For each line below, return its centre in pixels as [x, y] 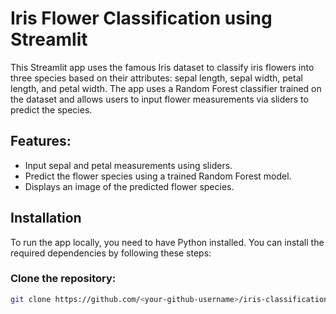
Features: [41, 141]
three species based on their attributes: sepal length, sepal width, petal [156, 78]
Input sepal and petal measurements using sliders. [128, 165]
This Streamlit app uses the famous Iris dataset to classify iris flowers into [162, 67]
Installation [46, 218]
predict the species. [51, 109]
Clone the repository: [63, 279]
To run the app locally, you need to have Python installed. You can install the [167, 242]
